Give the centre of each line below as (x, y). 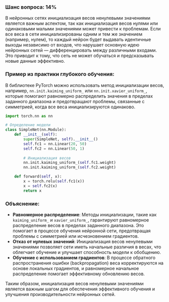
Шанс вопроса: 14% (31, 7)
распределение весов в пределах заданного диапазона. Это (78, 226)
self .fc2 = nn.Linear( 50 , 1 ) (54, 148)
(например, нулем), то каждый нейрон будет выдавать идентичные (78, 39)
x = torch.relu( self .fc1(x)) (54, 181)
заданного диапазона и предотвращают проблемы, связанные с (75, 101)
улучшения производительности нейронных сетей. (61, 294)
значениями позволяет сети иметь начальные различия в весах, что (87, 247)
